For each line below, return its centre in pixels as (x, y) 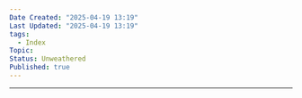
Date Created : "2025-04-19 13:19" (74, 17)
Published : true (40, 68)
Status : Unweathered (48, 59)
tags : (19, 34)
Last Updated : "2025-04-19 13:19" (74, 26)
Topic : (22, 51)
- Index (32, 42)
